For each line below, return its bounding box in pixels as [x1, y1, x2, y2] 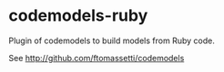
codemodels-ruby [8, 5, 148, 26]
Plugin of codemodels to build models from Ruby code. [8, 35, 215, 46]
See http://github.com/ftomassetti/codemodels [8, 52, 185, 63]
